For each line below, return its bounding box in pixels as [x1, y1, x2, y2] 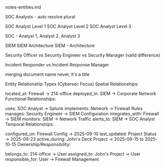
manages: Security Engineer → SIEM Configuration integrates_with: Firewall [5, 111, 159, 116]
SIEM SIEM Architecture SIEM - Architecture [5, 43, 95, 49]
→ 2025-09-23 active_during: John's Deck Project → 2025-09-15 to [5, 136, 144, 142]
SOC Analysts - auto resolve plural [5, 14, 76, 19]
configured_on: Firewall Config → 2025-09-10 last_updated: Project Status [5, 131, 157, 137]
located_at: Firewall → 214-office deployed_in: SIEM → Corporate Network [5, 91, 157, 96]
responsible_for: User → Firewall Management [5, 156, 99, 162]
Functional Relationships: [5, 96, 56, 102]
